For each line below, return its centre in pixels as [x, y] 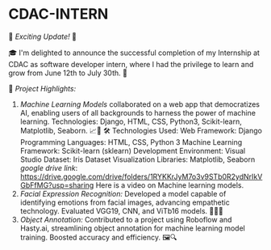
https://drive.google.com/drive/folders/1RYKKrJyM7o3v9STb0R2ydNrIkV [141, 176]
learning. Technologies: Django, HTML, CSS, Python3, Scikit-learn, [131, 121]
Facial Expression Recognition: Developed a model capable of [123, 193]
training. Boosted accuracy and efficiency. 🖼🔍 [98, 237]
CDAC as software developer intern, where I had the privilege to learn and [131, 64]
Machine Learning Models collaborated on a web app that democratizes [140, 104]
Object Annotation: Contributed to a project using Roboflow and [126, 219]
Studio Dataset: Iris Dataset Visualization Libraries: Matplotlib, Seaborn [138, 159]
